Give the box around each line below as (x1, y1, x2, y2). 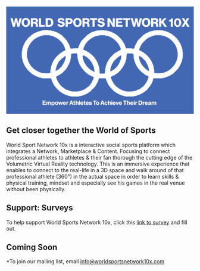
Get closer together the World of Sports (6, 126, 156, 136)
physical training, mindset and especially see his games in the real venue (6, 179, 186, 186)
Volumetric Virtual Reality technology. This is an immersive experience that (6, 160, 190, 167)
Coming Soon (6, 242, 58, 252)
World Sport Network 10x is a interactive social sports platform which (6, 141, 176, 148)
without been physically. (6, 185, 66, 192)
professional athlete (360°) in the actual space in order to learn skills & (6, 173, 179, 180)
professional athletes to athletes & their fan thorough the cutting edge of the (6, 154, 193, 161)
